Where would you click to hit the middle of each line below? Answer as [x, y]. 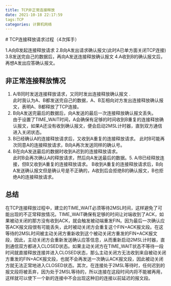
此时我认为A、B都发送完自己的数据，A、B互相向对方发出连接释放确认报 [88, 101]
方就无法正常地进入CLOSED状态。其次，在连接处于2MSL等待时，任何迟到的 [85, 265]
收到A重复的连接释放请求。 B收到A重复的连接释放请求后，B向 [98, 164]
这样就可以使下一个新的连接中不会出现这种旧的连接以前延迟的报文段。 [79, 278]
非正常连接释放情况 [35, 80]
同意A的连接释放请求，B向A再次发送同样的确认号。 [71, 145]
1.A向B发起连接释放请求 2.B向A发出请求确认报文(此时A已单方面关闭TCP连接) [86, 50]
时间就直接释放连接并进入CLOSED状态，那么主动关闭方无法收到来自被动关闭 [86, 252]
